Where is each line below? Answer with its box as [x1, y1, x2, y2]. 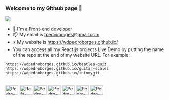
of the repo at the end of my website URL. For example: [12, 52, 130, 58]
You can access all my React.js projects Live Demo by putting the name [12, 46, 164, 53]
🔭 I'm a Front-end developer [12, 26, 73, 32]
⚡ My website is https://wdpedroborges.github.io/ [12, 39, 118, 45]
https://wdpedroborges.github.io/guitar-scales [5, 66, 109, 71]
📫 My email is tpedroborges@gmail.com [12, 32, 100, 38]
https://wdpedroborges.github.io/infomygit [5, 71, 100, 76]
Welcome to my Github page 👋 [5, 5, 82, 12]
